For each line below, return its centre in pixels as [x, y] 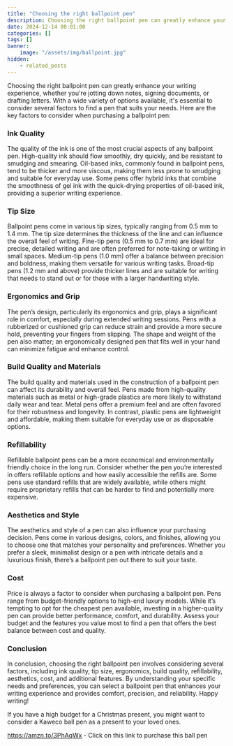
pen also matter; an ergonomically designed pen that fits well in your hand [114, 341]
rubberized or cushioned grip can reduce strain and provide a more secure [115, 326]
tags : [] [20, 40]
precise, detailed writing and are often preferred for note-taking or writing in [116, 249]
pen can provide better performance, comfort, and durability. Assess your [113, 615]
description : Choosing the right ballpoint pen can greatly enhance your [117, 20]
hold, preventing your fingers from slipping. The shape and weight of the [112, 334]
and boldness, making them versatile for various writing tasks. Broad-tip [111, 263]
